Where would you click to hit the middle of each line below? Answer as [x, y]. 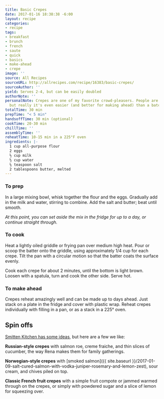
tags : [10, 32]
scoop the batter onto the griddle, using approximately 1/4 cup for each [77, 250]
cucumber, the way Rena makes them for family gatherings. [65, 351]
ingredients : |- [21, 142]
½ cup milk [20, 155]
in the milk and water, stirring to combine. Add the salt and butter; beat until [81, 202]
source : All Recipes [26, 78]
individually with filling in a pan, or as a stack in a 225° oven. [66, 310]
